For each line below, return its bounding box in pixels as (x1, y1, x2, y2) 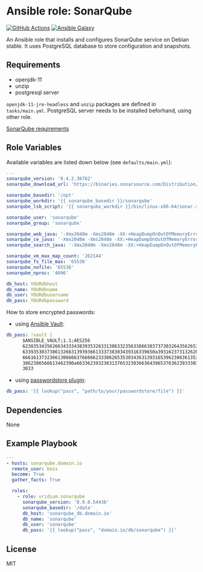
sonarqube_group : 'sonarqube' (6, 220, 83, 226)
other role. (6, 113, 32, 120)
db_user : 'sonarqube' (22, 521, 77, 528)
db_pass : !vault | (6, 332, 53, 338)
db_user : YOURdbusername (6, 292, 69, 298)
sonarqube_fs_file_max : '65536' (6, 259, 88, 265)
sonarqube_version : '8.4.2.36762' (6, 176, 94, 182)
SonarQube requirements (6, 125, 69, 132)
